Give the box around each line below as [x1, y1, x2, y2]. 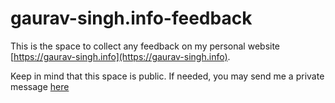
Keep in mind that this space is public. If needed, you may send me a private [10, 70, 325, 82]
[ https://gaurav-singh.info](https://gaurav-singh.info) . [10, 50, 231, 62]
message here [10, 80, 70, 92]
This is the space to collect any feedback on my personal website [10, 40, 281, 52]
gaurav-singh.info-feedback [10, 7, 253, 30]
